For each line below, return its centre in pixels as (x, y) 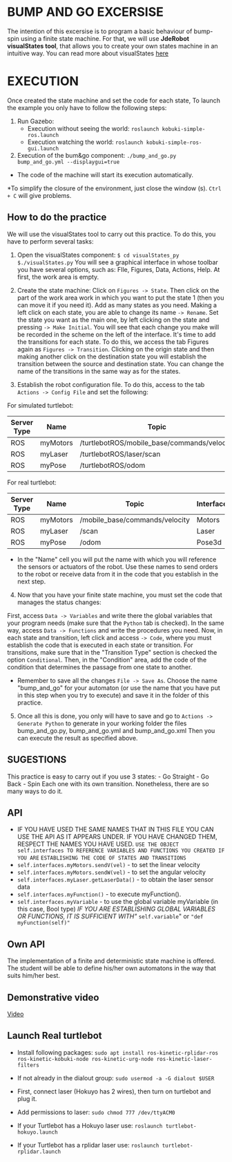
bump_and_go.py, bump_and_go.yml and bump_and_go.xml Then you (116, 730)
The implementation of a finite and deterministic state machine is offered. (112, 961)
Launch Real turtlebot (55, 1036)
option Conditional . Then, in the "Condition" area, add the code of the (107, 660)
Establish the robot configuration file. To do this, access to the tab (111, 384)
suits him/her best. (34, 976)
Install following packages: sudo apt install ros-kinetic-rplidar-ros (118, 1052)
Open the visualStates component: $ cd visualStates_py (98, 255)
